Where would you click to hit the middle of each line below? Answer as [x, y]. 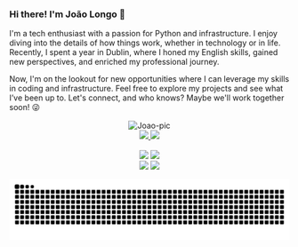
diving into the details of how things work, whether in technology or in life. [145, 43]
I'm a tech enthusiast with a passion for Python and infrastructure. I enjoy [144, 34]
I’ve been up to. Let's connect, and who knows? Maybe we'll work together [147, 98]
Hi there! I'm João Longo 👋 [68, 14]
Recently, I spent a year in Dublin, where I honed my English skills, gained [144, 52]
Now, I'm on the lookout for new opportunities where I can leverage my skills [149, 79]
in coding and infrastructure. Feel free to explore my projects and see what [146, 89]
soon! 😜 [25, 108]
